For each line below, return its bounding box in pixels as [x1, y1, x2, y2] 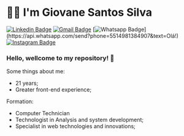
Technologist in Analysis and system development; [15, 116, 144, 124]
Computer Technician [15, 110, 70, 117]
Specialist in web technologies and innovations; [15, 123, 136, 130]
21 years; [15, 79, 39, 87]
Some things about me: [6, 68, 66, 75]
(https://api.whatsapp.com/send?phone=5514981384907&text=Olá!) [6, 32, 179, 39]
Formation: [6, 98, 34, 106]
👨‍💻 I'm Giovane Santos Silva [6, 5, 152, 20]
